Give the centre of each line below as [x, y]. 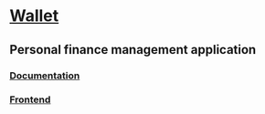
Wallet [34, 16]
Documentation [45, 76]
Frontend [30, 99]
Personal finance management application [133, 50]
